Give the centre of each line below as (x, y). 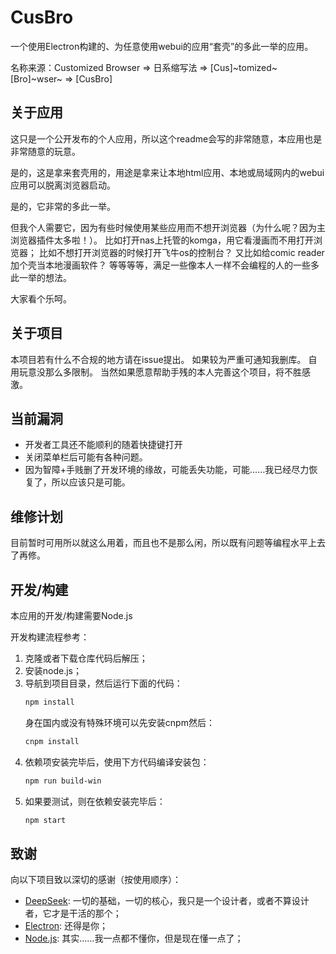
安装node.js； (53, 670)
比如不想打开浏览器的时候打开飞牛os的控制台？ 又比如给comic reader (181, 252)
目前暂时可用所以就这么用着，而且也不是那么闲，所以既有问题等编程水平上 (163, 543)
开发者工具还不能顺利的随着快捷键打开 (103, 445)
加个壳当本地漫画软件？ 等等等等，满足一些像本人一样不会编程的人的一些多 (165, 265)
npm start (45, 820)
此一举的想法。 (41, 277)
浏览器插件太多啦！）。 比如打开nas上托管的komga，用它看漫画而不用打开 (162, 240)
